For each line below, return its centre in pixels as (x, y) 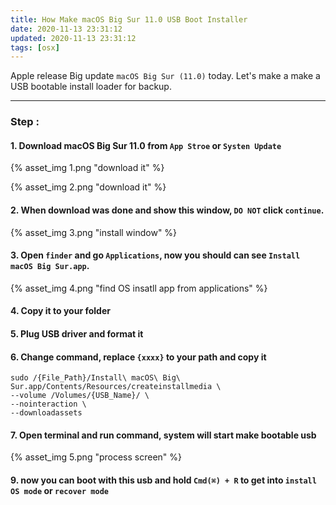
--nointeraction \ (48, 404)
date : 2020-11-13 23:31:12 (66, 29)
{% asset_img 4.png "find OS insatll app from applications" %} (139, 288)
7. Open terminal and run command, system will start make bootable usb (163, 435)
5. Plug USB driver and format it (77, 333)
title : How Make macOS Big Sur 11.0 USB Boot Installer (129, 19)
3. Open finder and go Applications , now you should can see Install (155, 255)
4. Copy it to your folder (60, 311)
